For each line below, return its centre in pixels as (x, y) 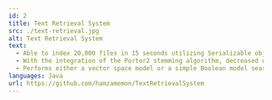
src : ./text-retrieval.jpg (54, 31)
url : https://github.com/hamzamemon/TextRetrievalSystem (106, 83)
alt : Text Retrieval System (56, 38)
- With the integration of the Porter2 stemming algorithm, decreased (137, 61)
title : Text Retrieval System (59, 23)
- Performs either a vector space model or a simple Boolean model (132, 69)
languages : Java (36, 76)
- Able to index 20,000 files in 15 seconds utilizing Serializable (134, 53)
